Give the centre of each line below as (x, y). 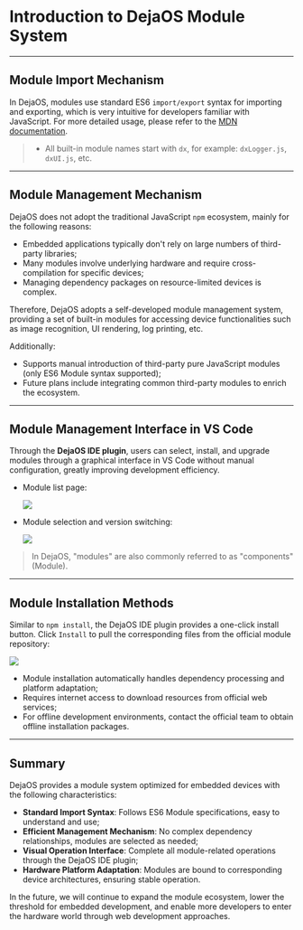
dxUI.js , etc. (69, 158)
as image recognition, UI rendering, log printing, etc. (106, 328)
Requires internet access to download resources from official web (145, 698)
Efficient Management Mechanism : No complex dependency (137, 831)
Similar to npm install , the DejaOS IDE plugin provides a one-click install (144, 625)
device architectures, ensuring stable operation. (111, 879)
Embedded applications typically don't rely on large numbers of (140, 244)
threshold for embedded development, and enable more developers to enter (151, 907)
